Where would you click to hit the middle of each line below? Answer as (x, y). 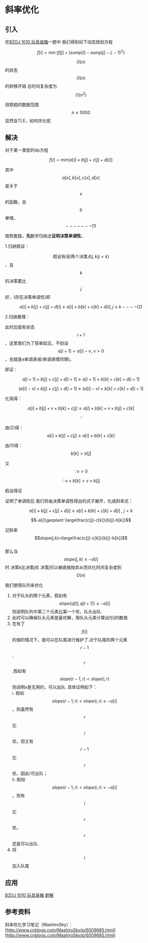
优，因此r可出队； (30, 773)
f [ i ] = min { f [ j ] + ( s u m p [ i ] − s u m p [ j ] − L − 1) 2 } (81, 52)
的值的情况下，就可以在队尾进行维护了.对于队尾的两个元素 (70, 640)
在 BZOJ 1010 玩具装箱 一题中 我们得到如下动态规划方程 (59, 42)
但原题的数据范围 (22, 105)
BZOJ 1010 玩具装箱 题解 (29, 895)
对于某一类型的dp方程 (27, 150)
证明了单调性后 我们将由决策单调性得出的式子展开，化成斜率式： (69, 501)
